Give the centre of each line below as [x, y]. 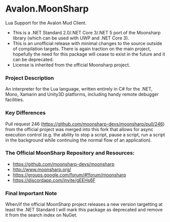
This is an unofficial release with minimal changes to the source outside [87, 43]
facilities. [15, 100]
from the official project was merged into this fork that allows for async [79, 129]
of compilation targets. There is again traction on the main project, [82, 49]
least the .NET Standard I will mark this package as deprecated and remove [84, 210]
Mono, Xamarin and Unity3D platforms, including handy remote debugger [82, 95]
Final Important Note [31, 193]
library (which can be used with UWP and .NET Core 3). [71, 38]
